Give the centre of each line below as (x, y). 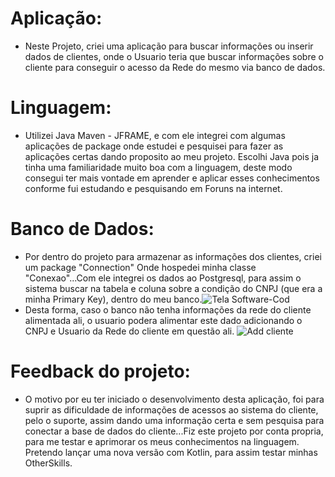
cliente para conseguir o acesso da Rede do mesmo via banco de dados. (175, 67)
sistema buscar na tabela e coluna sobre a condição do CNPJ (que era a (173, 288)
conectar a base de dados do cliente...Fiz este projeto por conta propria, (174, 431)
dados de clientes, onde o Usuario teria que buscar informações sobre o (174, 56)
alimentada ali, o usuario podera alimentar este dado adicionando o (163, 320)
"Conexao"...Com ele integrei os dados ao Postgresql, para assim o (163, 278)
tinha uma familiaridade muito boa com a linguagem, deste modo (158, 167)
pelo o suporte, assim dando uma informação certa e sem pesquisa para (174, 420)
